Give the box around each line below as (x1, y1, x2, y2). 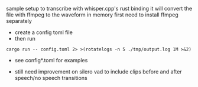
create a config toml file (14, 29, 73, 36)
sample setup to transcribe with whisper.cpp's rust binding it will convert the (6, 5, 193, 12)
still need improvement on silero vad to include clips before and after (14, 68, 182, 75)
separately (6, 18, 33, 24)
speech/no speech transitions (14, 75, 87, 81)
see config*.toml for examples (14, 57, 88, 63)
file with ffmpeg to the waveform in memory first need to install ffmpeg (6, 11, 178, 18)
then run (14, 35, 35, 42)
